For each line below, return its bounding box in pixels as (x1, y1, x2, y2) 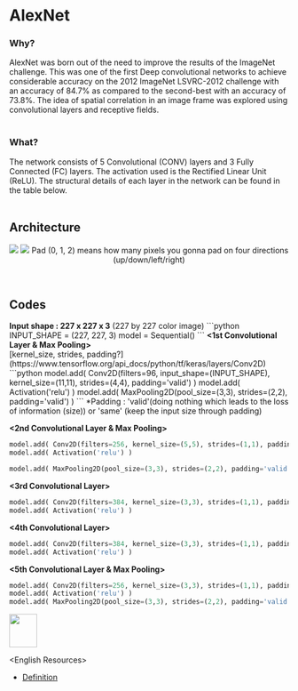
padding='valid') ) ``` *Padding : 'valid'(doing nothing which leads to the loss (9, 397, 289, 407)
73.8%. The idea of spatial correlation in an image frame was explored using (9, 95, 288, 106)
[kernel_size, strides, (9, 349, 85, 360)
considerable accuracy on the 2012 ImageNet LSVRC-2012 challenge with (9, 76, 279, 87)
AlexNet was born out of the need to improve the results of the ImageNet (9, 57, 276, 68)
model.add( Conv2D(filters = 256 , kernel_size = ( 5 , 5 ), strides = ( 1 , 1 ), (9, 440, 264, 449)
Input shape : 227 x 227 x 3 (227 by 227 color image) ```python (9, 321, 239, 332)
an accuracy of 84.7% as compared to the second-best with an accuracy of (9, 85, 286, 96)
